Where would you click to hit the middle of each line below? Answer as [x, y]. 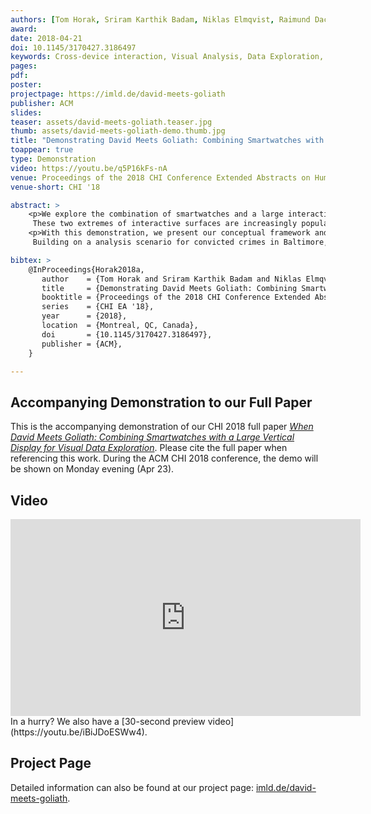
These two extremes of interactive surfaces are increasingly [165, 224]
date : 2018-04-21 [46, 38]
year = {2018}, [84, 316]
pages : [24, 66]
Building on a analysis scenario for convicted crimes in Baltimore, [180, 242]
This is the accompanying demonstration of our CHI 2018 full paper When [162, 427]
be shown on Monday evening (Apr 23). [92, 469]
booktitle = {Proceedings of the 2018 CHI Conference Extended [176, 297]
